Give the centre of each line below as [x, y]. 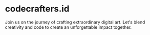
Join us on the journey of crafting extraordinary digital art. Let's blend [75, 22]
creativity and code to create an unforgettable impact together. [68, 27]
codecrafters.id [37, 9]
